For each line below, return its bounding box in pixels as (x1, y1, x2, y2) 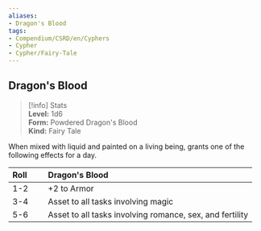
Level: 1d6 (27, 109, 63, 118)
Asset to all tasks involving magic (48, 196, 174, 207)
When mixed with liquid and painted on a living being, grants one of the (8, 142, 245, 151)
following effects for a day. (8, 150, 97, 159)
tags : (8, 27, 27, 35)
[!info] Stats (27, 100, 68, 109)
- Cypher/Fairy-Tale (8, 49, 78, 57)
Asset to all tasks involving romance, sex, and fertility (48, 208, 248, 220)
